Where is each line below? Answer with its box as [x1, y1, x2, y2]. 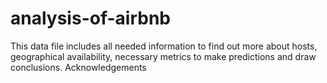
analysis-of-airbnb [10, 7, 171, 30]
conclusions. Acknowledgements [10, 61, 147, 73]
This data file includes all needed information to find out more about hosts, [10, 40, 318, 52]
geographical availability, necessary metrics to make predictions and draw [10, 50, 317, 62]
